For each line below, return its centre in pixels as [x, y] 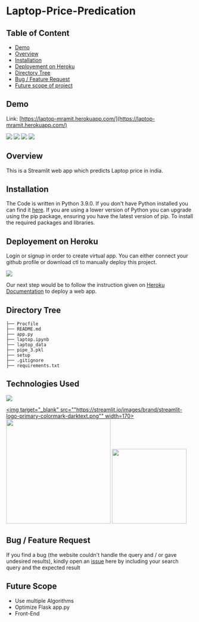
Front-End [27, 613]
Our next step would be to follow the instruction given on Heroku [85, 285]
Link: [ [14, 118]
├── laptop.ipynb [28, 340]
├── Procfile [22, 324]
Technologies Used [43, 384]
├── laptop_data [26, 345]
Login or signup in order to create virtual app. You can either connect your [97, 256]
